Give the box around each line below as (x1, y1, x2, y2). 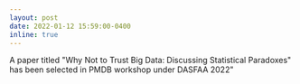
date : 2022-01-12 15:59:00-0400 (9, 22, 131, 31)
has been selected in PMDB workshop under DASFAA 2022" (9, 64, 234, 75)
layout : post (9, 13, 59, 23)
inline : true (9, 30, 59, 39)
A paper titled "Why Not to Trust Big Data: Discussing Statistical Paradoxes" (9, 55, 292, 66)
